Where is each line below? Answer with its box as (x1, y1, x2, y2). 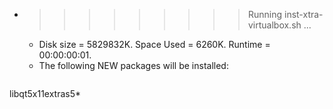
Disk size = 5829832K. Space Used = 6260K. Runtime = (38, 39, 271, 50)
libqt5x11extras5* (9, 88, 82, 99)
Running (247, 9, 283, 20)
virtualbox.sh (247, 19, 302, 31)
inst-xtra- (283, 9, 324, 20)
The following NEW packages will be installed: (38, 60, 229, 71)
